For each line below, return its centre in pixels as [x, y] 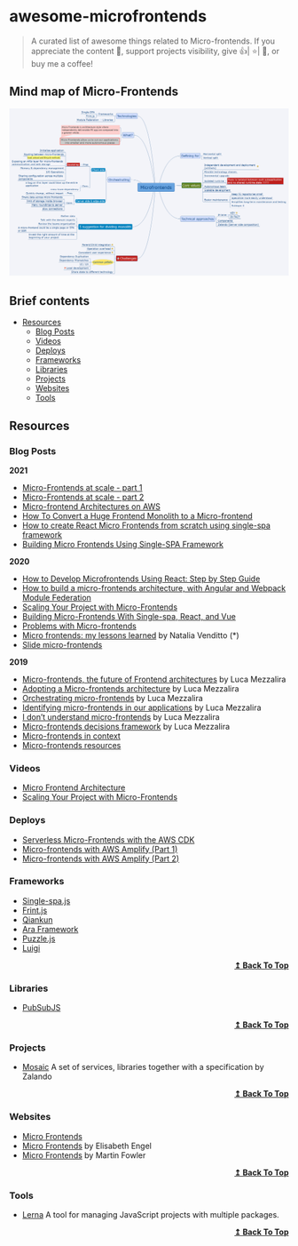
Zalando [37, 1076]
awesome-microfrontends [108, 16]
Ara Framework [50, 929]
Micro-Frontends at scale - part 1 [82, 487]
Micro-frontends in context [71, 736]
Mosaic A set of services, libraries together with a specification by [143, 1067]
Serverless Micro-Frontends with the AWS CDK [108, 839]
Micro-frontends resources [71, 745]
